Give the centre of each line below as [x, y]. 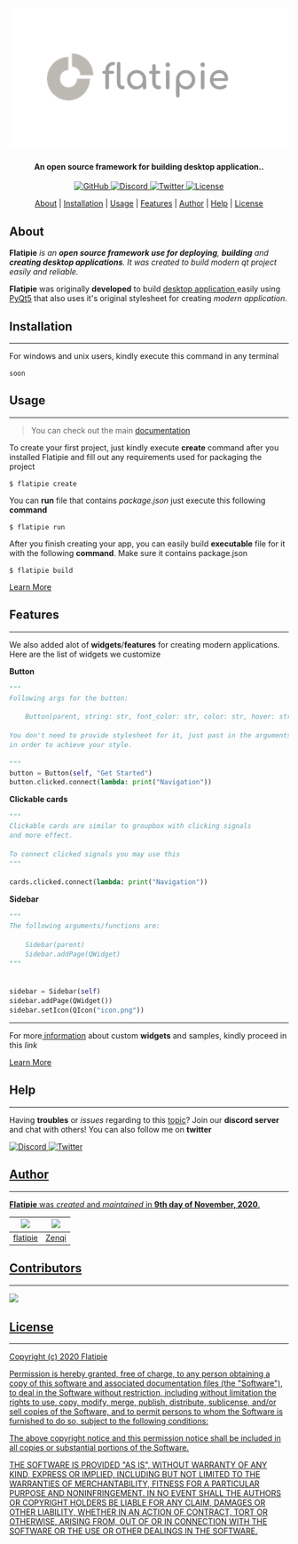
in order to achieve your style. [71, 744]
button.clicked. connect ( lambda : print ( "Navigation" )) [111, 783]
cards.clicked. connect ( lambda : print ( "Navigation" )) [109, 882]
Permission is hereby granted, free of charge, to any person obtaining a [140, 1374]
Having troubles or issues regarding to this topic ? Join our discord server [144, 1119]
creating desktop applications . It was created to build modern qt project [143, 262]
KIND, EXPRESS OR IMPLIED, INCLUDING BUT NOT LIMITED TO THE [135, 1475]
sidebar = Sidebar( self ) [55, 991]
